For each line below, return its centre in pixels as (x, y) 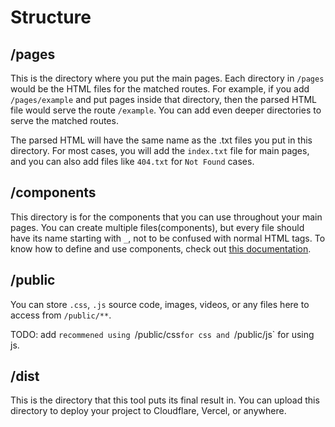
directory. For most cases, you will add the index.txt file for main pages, (160, 150)
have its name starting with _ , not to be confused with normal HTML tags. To (168, 238)
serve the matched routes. (64, 120)
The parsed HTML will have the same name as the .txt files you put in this (161, 140)
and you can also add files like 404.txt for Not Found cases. (132, 161)
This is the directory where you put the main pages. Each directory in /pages (167, 78)
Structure (51, 17)
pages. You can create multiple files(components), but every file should (157, 227)
